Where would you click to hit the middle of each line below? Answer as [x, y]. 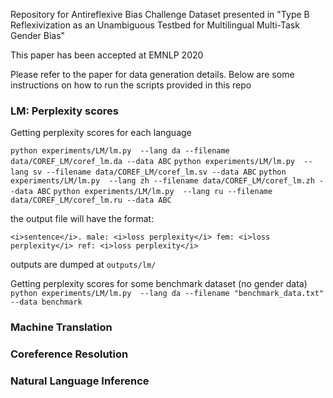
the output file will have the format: [82, 219]
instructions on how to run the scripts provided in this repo [131, 85]
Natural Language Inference [80, 381]
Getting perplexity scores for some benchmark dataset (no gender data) [159, 284]
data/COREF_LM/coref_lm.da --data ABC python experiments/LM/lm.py [152, 162]
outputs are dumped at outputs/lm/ [83, 265]
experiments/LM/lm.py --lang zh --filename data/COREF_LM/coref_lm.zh [162, 181]
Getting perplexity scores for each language [101, 133]
